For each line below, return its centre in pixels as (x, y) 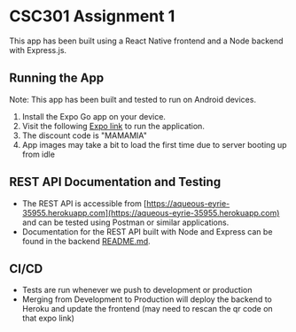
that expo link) (48, 318)
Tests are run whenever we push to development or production (137, 290)
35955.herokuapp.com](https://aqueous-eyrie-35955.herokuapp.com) (151, 212)
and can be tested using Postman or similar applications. (125, 222)
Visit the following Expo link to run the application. (113, 126)
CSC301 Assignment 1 (92, 16)
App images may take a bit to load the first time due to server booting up (154, 144)
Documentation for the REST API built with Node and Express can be (147, 231)
